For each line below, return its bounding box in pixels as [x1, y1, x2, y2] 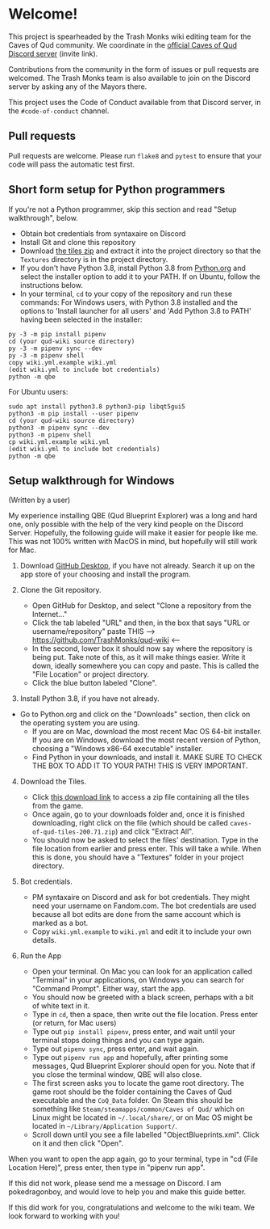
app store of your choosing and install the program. [19, 569, 191, 579]
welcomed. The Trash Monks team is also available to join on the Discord [8, 73, 251, 82]
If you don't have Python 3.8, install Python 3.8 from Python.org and [19, 263, 246, 272]
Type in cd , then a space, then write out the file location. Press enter [31, 1010, 259, 1020]
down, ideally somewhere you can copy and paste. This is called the [31, 661, 260, 671]
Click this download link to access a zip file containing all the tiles [31, 792, 250, 802]
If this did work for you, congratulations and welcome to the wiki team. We [8, 1202, 255, 1213]
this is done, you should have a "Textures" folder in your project [31, 852, 244, 862]
